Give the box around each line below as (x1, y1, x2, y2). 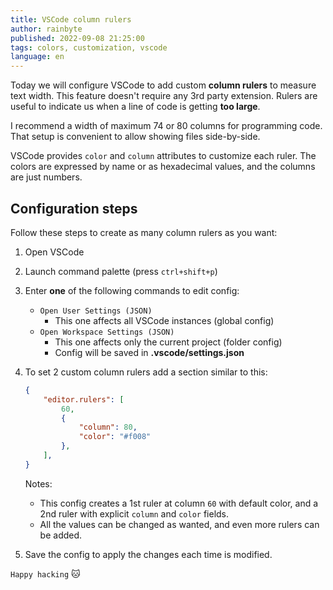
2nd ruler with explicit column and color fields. (39, 507, 230, 520)
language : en (10, 52, 65, 62)
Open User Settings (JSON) (39, 306, 153, 316)
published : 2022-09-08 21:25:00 (10, 33, 145, 43)
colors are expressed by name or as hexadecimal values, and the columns (10, 161, 316, 173)
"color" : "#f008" (78, 432, 152, 442)
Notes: (24, 477, 53, 490)
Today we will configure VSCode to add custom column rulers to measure (10, 79, 317, 91)
